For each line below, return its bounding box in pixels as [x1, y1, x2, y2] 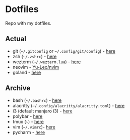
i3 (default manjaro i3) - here [12, 108, 73, 114]
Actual [5, 35, 27, 43]
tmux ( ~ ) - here [12, 118, 44, 124]
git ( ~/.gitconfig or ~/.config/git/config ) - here [12, 48, 116, 54]
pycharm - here [12, 129, 45, 135]
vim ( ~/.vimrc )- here [12, 124, 55, 130]
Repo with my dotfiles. [5, 20, 52, 26]
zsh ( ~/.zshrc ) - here [12, 53, 57, 59]
